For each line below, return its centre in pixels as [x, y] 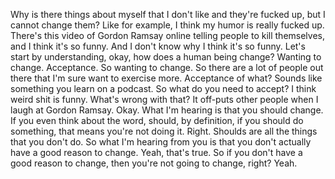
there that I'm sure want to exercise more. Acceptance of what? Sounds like [166, 78]
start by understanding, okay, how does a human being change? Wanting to [166, 57]
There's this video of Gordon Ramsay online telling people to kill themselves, [168, 35]
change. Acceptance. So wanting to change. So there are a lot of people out [167, 67]
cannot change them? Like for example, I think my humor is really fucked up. [167, 25]
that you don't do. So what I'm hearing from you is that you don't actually [161, 142]
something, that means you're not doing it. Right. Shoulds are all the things [164, 131]
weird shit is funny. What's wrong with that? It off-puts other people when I [164, 99]
